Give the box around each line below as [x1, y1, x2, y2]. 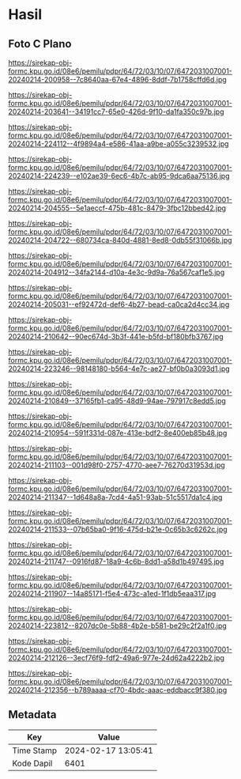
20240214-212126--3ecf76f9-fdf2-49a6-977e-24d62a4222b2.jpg [8, 653, 225, 662]
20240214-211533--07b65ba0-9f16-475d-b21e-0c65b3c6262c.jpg [8, 524, 228, 534]
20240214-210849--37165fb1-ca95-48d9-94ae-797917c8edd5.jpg [8, 396, 227, 405]
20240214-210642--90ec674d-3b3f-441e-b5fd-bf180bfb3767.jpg [8, 332, 224, 341]
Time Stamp [12, 745, 58, 756]
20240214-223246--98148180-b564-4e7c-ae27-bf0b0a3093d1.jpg [8, 364, 231, 373]
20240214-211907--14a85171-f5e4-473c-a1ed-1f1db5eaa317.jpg [8, 589, 217, 598]
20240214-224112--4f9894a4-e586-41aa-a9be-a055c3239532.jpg [8, 139, 229, 148]
